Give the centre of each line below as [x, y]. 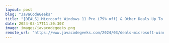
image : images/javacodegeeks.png [40, 28]
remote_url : [18, 33]
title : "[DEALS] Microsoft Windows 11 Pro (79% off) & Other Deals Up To [84, 19]
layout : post [19, 10]
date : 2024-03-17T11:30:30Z [35, 23]
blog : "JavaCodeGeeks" [29, 14]
